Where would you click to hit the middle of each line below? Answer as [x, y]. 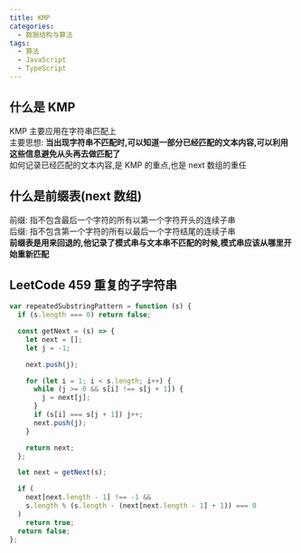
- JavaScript [42, 60]
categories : [32, 26]
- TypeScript [42, 69]
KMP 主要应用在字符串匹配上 [63, 131]
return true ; [50, 522]
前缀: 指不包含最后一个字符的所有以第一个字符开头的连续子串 [122, 219]
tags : [19, 43]
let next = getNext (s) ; [62, 472]
